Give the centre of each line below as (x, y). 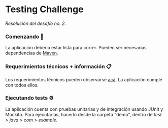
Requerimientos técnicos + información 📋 (58, 67)
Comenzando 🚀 (25, 37)
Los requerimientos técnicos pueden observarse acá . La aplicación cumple (84, 79)
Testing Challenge (44, 9)
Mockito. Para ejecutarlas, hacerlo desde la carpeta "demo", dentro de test (83, 114)
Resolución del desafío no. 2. (36, 23)
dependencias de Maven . (32, 53)
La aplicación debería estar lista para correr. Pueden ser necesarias (76, 48)
